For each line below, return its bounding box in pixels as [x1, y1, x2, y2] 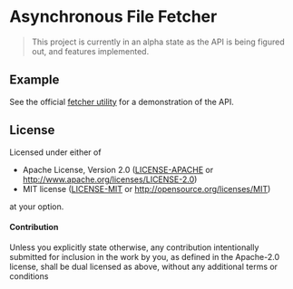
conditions [9, 270, 49, 282]
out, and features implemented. [31, 45, 150, 56]
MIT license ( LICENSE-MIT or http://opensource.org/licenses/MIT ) [22, 183, 271, 194]
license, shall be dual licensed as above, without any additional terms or [9, 261, 278, 272]
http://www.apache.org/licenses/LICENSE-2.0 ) [22, 174, 198, 185]
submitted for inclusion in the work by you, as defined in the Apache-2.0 [9, 251, 279, 262]
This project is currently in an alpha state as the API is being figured [31, 36, 286, 47]
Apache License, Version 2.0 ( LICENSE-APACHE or [22, 164, 214, 175]
